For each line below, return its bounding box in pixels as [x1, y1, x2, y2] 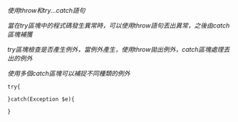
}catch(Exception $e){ [7, 96, 75, 103]
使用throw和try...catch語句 [7, 6, 86, 14]
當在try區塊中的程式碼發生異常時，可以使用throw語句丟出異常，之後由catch [7, 21, 230, 30]
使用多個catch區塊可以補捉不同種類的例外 [7, 70, 130, 77]
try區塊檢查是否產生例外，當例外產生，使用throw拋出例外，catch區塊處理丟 [7, 45, 230, 53]
